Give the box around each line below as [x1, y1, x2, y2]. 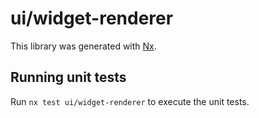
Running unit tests [10, 69, 127, 86]
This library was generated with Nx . [10, 40, 157, 52]
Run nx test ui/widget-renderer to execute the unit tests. [10, 95, 250, 107]
